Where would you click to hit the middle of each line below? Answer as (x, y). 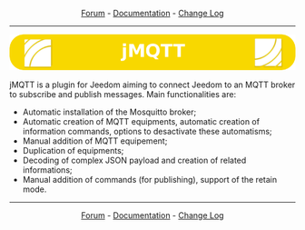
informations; (47, 170)
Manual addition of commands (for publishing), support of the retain (150, 180)
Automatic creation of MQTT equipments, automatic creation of (141, 121)
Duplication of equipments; (73, 150)
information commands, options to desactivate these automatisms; (147, 131)
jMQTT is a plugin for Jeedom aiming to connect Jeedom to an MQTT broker (152, 85)
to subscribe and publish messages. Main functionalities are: (123, 94)
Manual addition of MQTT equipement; (95, 141)
